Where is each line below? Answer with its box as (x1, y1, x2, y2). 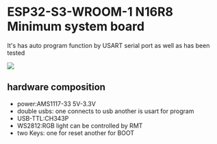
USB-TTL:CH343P (16, 114, 69, 122)
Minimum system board (7, 19, 145, 34)
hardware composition (7, 82, 106, 93)
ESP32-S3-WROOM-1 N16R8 (7, 4, 173, 20)
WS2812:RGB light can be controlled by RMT (16, 121, 143, 130)
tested (7, 49, 25, 57)
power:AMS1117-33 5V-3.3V (16, 99, 96, 108)
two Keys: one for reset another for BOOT (16, 128, 135, 137)
